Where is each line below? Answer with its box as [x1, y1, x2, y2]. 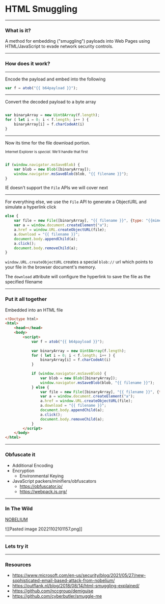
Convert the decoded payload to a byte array [5, 99, 97, 105]
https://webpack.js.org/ [19, 488, 67, 494]
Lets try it [5, 543, 28, 550]
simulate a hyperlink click [5, 204, 56, 210]
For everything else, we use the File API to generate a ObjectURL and [5, 199, 147, 205]
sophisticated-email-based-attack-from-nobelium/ [12, 578, 115, 583]
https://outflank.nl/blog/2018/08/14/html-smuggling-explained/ [12, 583, 140, 589]
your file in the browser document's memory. [5, 264, 96, 270]
